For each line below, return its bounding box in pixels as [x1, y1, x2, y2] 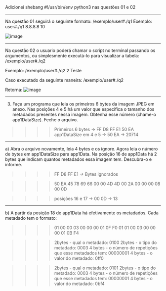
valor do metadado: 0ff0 [54, 255, 104, 261]
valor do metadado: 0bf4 [54, 281, 105, 287]
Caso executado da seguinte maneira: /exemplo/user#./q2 [5, 77, 124, 83]
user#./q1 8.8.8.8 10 [5, 24, 45, 29]
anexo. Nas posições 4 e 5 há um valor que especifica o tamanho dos [12, 106, 155, 112]
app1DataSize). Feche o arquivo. [12, 117, 78, 123]
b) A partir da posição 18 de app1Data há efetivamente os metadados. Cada [5, 210, 159, 216]
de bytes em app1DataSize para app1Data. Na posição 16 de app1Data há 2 [5, 151, 157, 157]
